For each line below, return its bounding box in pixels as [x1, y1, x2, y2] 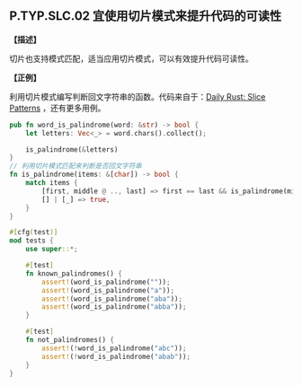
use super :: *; [25, 245, 78, 254]
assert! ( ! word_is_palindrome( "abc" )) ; [41, 344, 187, 353]
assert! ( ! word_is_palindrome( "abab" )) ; [41, 352, 191, 361]
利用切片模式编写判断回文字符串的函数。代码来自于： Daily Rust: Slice [9, 91, 266, 101]
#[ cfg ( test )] [9, 228, 58, 237]
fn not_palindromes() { [25, 336, 115, 345]
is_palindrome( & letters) [25, 145, 119, 154]
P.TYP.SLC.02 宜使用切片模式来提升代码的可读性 [9, 8, 281, 24]
